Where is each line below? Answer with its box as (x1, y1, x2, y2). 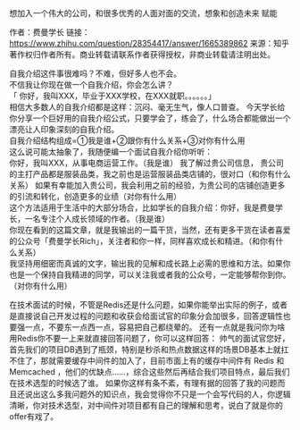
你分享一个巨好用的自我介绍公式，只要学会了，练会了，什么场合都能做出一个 (9, 113, 291, 123)
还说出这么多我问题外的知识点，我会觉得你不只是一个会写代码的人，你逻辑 (16, 389, 291, 400)
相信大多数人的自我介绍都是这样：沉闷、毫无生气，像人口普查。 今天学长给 (9, 102, 286, 112)
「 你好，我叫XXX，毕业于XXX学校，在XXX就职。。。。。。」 (9, 90, 216, 101)
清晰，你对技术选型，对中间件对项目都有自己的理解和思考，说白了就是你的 (9, 400, 283, 410)
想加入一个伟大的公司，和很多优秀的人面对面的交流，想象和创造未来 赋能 (9, 8, 278, 18)
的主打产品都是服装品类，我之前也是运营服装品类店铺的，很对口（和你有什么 (9, 169, 291, 179)
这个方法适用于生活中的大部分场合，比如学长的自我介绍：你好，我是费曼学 (9, 202, 283, 213)
